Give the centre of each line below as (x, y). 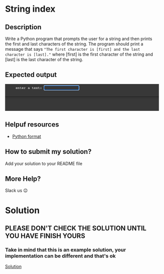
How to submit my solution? (48, 152)
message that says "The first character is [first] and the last (73, 49)
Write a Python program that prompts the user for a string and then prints (79, 39)
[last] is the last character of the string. (44, 59)
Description (23, 27)
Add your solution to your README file (44, 163)
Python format (27, 136)
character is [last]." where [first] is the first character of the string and (79, 54)
